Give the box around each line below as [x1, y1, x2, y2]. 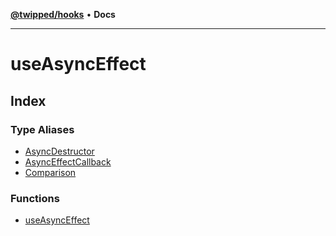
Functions [10, 191, 60, 205]
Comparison [24, 166, 77, 178]
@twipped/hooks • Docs [10, 9, 116, 20]
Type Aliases [10, 122, 75, 136]
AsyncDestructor [24, 145, 95, 157]
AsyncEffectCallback [24, 155, 112, 168]
